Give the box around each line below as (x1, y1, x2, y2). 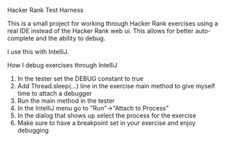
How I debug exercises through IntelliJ (7, 61, 118, 69)
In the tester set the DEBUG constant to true (17, 74, 144, 83)
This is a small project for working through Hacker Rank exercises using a (7, 19, 218, 27)
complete (7, 34, 35, 42)
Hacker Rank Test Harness (7, 6, 84, 14)
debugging (17, 126, 49, 134)
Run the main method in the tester (17, 97, 115, 105)
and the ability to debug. (36, 34, 106, 42)
